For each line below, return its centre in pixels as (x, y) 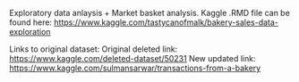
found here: (30, 22)
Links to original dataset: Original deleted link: (94, 49)
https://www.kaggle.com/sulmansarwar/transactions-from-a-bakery (135, 68)
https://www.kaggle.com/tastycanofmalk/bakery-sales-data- (166, 22)
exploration (30, 32)
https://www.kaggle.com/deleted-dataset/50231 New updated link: (132, 58)
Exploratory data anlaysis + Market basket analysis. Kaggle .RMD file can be (150, 13)
